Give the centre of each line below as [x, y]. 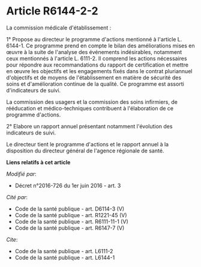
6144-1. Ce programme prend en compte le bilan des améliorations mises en [100, 46]
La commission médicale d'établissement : [59, 28]
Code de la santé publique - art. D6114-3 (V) [70, 209]
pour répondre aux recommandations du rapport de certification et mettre [97, 65]
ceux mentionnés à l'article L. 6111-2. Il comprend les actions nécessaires [97, 58]
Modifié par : [22, 174]
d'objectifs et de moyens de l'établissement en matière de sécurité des [94, 77]
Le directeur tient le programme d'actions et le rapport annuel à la [88, 144]
